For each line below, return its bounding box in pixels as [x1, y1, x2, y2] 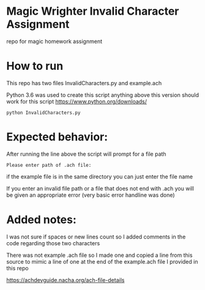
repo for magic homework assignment [6, 37, 103, 45]
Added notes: [6, 213, 76, 226]
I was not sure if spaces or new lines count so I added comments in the [6, 233, 186, 240]
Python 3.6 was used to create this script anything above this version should [6, 91, 199, 99]
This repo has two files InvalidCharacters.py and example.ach [6, 79, 162, 86]
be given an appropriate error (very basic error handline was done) [6, 191, 176, 199]
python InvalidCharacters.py [6, 109, 81, 116]
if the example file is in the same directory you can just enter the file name [6, 173, 193, 180]
